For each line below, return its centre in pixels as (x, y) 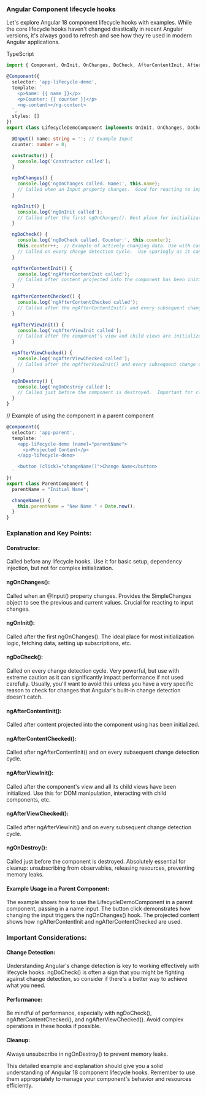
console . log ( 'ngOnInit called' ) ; (60, 212)
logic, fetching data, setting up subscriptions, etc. (69, 643)
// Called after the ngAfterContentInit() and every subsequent (101, 308)
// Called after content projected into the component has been (101, 280)
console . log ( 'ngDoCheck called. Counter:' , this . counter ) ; (94, 240)
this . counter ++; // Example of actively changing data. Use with (104, 246)
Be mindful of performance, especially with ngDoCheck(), (79, 1013)
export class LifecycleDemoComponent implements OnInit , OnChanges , (96, 128)
